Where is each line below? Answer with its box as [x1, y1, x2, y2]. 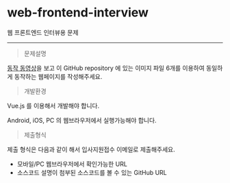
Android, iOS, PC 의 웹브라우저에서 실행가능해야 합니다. [7, 116, 157, 124]
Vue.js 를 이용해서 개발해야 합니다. [7, 101, 100, 110]
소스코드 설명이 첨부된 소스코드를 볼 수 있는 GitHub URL [16, 168, 168, 176]
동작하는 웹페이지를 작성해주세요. [14, 72, 103, 80]
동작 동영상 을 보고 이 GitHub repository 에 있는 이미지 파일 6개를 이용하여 [7, 64, 205, 72]
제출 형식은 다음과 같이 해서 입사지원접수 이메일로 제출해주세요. [7, 145, 176, 154]
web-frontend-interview [7, 5, 149, 21]
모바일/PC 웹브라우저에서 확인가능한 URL [16, 160, 128, 168]
